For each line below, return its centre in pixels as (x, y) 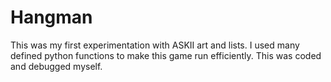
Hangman (51, 17)
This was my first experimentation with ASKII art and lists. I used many (155, 45)
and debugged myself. (56, 66)
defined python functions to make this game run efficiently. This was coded (166, 55)
